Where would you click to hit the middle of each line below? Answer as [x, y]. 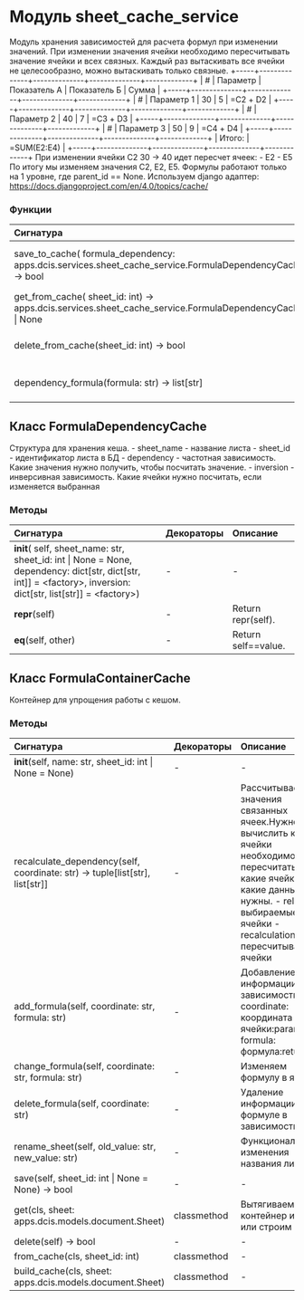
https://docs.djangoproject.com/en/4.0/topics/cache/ [109, 186]
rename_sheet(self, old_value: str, [85, 1147]
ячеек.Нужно [270, 822]
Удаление [262, 1093]
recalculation [268, 935]
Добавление [268, 972]
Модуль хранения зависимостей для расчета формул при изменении [144, 42]
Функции [31, 209]
